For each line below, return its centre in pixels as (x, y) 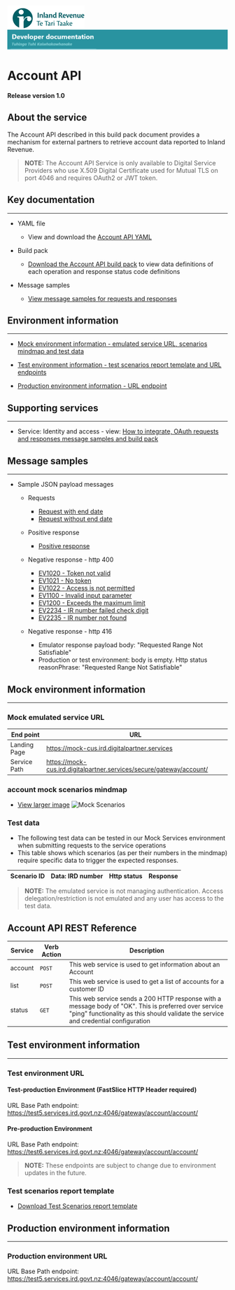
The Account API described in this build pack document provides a (104, 134)
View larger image (43, 805)
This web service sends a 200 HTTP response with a (145, 999)
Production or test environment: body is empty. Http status (123, 660)
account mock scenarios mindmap (67, 789)
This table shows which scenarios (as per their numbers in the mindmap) (122, 853)
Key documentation (51, 200)
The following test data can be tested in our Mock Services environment (121, 838)
